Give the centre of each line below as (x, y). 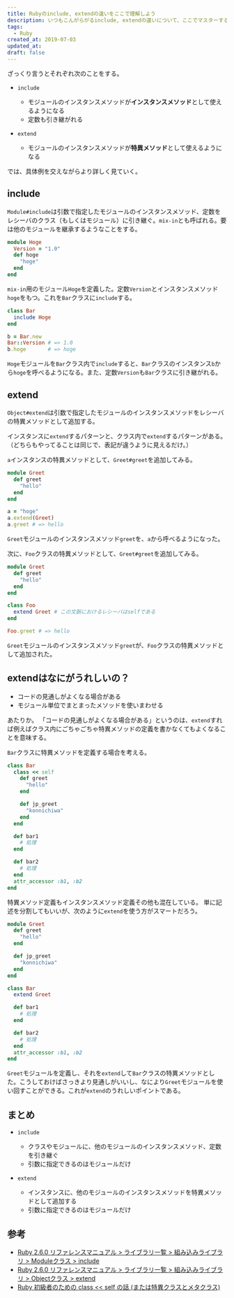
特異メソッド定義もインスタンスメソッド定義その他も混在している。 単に (111, 902)
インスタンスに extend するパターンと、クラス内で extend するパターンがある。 (117, 436)
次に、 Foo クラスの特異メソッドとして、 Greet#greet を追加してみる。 (105, 554)
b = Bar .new (24, 336)
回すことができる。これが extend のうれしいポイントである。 (99, 1090)
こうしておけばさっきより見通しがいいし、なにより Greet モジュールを (118, 1082)
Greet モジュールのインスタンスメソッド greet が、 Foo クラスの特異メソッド (112, 645)
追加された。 (38, 654)
